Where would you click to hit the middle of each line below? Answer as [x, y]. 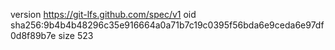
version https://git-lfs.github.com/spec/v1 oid [103, 14]
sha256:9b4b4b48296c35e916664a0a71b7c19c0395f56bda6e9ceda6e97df [167, 25]
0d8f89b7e [33, 35]
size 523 [76, 35]
